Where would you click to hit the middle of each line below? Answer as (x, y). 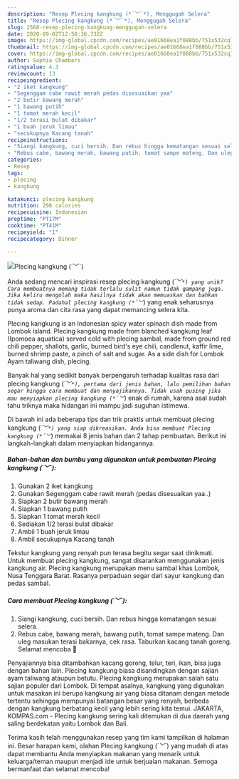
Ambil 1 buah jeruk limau (53, 532)
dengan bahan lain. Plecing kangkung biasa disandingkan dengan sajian (113, 671)
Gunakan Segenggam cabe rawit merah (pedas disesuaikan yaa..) (114, 494)
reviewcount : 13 (31, 73)
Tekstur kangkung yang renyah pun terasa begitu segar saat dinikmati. (111, 553)
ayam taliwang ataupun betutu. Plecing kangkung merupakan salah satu (113, 679)
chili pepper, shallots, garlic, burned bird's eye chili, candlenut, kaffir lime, (116, 346)
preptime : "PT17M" (34, 219)
